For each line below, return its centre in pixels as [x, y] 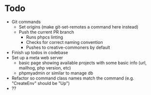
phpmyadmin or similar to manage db [56, 73]
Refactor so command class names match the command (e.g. [73, 78]
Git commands [26, 22]
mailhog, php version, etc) [45, 68]
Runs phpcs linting [45, 37]
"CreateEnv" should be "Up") [41, 83]
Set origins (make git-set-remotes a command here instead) [78, 27]
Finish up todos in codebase [40, 52]
